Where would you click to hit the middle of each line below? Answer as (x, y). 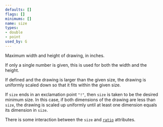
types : (12, 28)
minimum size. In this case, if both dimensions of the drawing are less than (80, 100)
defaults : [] (18, 10)
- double (14, 32)
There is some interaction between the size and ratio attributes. (70, 119)
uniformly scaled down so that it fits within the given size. (63, 85)
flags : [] (15, 14)
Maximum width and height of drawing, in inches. (55, 55)
